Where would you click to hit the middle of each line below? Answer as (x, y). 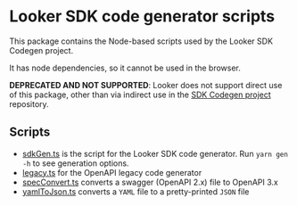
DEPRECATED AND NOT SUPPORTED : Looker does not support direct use (146, 85)
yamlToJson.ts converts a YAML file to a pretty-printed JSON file (136, 191)
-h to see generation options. (75, 163)
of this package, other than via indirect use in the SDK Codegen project (140, 95)
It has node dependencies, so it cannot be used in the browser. (125, 68)
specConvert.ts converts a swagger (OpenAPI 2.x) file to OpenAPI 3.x (150, 182)
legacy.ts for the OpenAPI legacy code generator (112, 172)
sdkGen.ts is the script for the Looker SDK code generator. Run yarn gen (155, 153)
